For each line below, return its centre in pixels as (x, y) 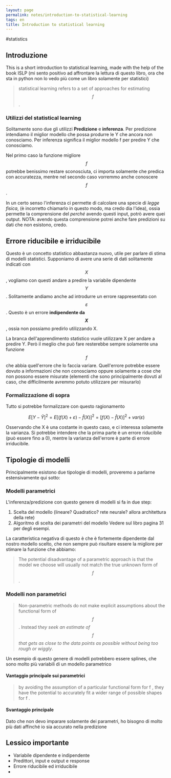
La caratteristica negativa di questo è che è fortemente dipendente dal (80, 538)
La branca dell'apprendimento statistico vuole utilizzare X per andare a (80, 339)
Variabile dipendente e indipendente (51, 755)
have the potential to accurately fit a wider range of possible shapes (90, 693)
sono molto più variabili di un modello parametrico (59, 664)
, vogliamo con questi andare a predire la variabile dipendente (71, 280)
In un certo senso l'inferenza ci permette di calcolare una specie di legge (83, 203)
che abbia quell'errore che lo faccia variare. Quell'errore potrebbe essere (83, 366)
